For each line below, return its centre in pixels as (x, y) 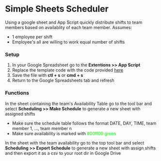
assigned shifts (20, 114)
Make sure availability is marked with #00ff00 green (64, 133)
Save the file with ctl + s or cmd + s (48, 75)
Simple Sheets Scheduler (57, 9)
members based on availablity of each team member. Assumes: (69, 27)
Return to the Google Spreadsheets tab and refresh (63, 80)
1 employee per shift (32, 37)
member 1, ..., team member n (42, 128)
